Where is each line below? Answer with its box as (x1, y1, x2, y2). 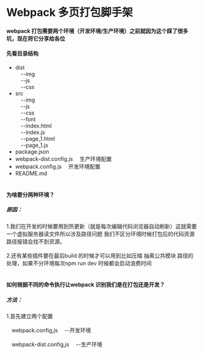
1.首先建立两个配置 (6, 313, 53, 320)
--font (20, 115, 36, 122)
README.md (15, 169, 48, 177)
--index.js (20, 129, 46, 136)
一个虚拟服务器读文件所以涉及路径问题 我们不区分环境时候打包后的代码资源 (6, 230, 195, 238)
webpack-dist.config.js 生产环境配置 (15, 155, 112, 162)
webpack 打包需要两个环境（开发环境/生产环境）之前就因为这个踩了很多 (6, 27, 189, 34)
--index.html (20, 122, 52, 129)
